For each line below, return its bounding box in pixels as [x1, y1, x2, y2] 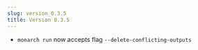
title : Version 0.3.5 [7, 16, 70, 23]
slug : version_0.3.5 [7, 10, 67, 17]
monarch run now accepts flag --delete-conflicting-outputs [17, 35, 192, 43]
